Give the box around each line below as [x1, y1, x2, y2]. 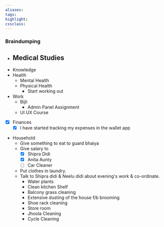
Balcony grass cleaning [27, 189, 76, 195]
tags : [5, 12, 17, 17]
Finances [12, 119, 32, 125]
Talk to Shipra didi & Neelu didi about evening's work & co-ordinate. [20, 173, 160, 179]
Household [12, 135, 36, 141]
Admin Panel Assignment [27, 104, 80, 110]
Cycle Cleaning [27, 216, 59, 222]
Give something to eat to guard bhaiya [20, 140, 99, 146]
